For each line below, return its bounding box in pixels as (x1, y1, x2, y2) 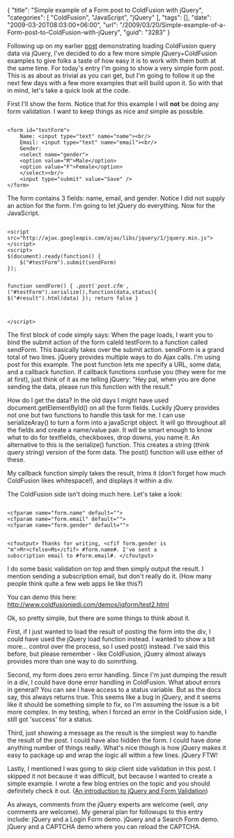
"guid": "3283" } (123, 28, 171, 36)
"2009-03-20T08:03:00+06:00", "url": (7, 21, 118, 29)
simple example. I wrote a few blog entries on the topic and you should (7, 779, 210, 788)
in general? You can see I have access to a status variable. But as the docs (7, 685, 221, 693)
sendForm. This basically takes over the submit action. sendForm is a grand (7, 345, 224, 353)
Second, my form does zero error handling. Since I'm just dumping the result (7, 670, 227, 679)
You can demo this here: (7, 593, 77, 601)
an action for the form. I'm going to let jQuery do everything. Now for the (7, 202, 216, 209)
